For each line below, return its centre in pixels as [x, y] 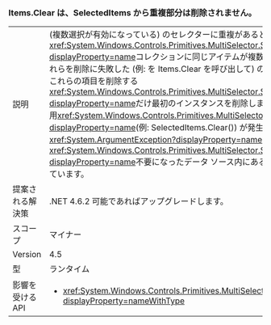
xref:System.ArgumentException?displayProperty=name [156, 140]
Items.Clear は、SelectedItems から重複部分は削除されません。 [132, 12]
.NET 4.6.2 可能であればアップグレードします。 [138, 201]
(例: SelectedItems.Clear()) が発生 [200, 128]
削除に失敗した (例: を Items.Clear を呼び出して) [164, 69]
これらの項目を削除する [94, 81]
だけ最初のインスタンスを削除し [196, 103]
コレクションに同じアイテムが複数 [200, 57]
